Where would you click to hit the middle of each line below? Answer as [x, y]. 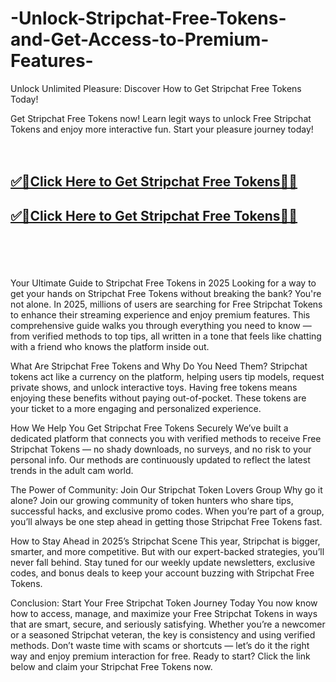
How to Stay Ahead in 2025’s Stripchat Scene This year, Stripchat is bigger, [165, 541]
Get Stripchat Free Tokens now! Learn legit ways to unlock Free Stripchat [161, 118]
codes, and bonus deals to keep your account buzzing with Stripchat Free [162, 573]
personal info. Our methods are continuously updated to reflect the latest [160, 459]
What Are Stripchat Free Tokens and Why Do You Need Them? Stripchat [159, 366]
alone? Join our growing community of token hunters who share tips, [152, 500]
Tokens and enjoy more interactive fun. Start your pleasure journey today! [162, 129]
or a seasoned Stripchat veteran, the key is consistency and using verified [163, 634]
